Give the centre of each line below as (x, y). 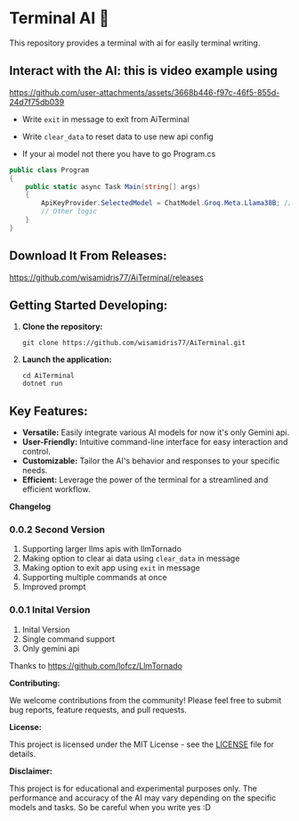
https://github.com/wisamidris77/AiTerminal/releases (106, 277)
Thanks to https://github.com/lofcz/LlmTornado (96, 665)
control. (36, 452)
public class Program (49, 170)
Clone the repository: (62, 327)
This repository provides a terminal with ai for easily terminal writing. (135, 43)
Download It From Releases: (88, 256)
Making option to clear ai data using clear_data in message (131, 558)
